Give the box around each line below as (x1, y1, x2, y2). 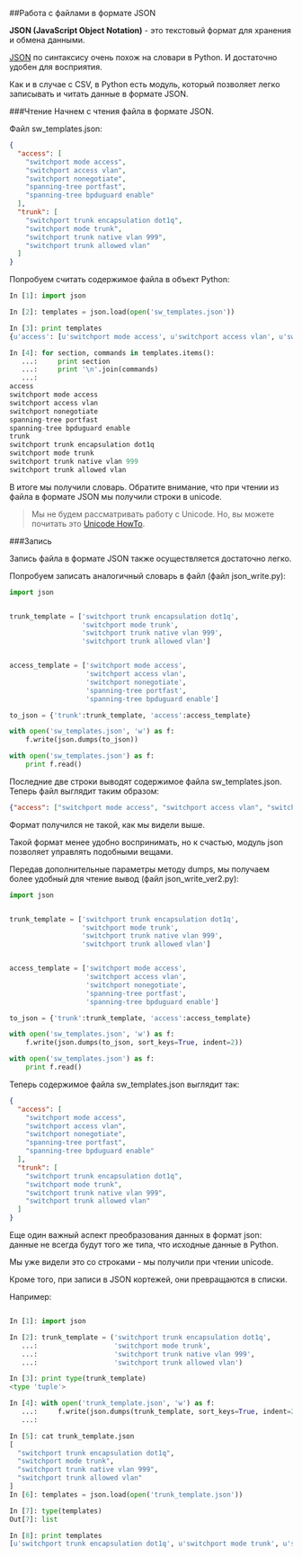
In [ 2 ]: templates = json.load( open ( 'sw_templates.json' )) (9, 307, 235, 316)
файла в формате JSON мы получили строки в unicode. (9, 491, 222, 502)
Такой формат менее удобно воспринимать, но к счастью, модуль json (9, 836, 284, 848)
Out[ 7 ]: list (9, 1515, 58, 1524)
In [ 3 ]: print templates (9, 324, 102, 333)
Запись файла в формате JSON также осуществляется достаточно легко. (9, 553, 292, 564)
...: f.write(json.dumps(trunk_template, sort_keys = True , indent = (21, 1407, 292, 1416)
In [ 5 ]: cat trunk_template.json (9, 1431, 135, 1441)
